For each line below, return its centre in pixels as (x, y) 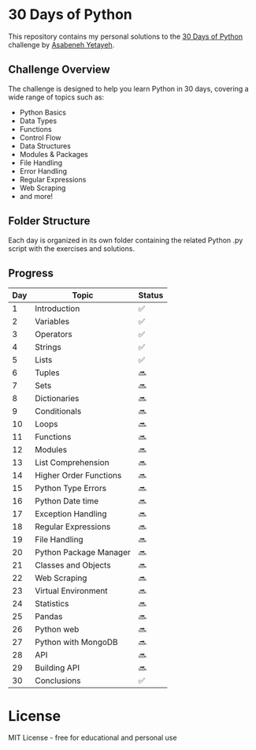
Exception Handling (71, 514)
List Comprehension (72, 463)
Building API (58, 668)
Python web (57, 629)
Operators (54, 335)
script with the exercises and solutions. (72, 248)
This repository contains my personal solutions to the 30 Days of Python (125, 36)
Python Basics (43, 112)
